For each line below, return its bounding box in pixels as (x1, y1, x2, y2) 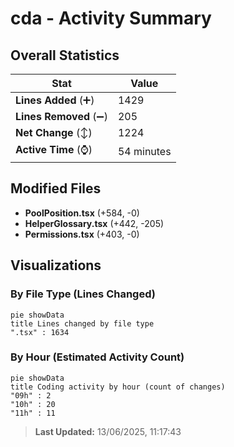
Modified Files (10, 180, 102, 197)
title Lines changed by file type (10, 318, 155, 329)
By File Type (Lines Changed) (10, 287, 156, 301)
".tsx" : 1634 (10, 327, 70, 337)
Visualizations (10, 257, 102, 274)
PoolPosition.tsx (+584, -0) (24, 207, 140, 219)
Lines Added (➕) (15, 93, 95, 107)
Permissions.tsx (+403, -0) (24, 228, 140, 240)
